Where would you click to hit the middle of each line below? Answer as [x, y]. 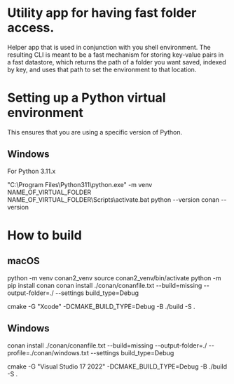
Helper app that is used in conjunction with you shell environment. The [109, 47]
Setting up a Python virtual [87, 98]
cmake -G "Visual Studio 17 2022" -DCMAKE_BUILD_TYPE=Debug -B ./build [117, 366]
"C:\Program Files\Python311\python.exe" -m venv [80, 184]
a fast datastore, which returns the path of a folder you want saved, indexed [117, 62]
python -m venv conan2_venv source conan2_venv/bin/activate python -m [114, 277]
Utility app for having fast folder [102, 13]
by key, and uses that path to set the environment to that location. [102, 69]
